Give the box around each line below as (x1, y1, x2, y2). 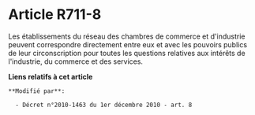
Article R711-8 (8, 6, 102, 24)
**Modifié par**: (8, 87, 66, 95)
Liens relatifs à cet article (8, 72, 93, 81)
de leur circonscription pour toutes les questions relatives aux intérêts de (8, 48, 246, 57)
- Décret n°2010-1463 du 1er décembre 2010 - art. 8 (15, 101, 193, 109)
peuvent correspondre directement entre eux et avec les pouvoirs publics (8, 39, 247, 49)
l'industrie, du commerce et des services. (8, 57, 144, 66)
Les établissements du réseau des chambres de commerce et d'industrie (8, 32, 246, 41)
